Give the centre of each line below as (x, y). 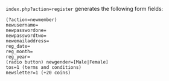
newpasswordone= (26, 30)
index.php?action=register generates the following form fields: (84, 9)
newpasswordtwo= (26, 36)
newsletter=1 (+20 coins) (38, 73)
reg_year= (18, 57)
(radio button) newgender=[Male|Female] (57, 62)
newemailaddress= (27, 41)
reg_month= (19, 51)
